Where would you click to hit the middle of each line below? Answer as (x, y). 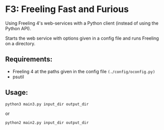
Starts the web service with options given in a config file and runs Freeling (82, 38)
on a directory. (20, 43)
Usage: (17, 93)
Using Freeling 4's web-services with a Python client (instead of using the (82, 23)
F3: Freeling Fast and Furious (67, 9)
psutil (18, 77)
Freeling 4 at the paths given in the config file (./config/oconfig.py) (84, 71)
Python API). (18, 28)
